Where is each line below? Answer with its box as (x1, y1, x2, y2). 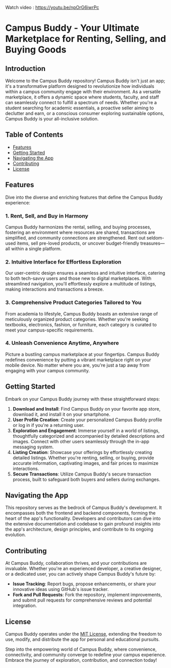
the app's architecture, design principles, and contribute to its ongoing (5, 526, 154, 533)
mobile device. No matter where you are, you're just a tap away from (5, 362, 150, 368)
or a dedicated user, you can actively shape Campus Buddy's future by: (5, 571, 156, 577)
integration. (12, 603, 37, 609)
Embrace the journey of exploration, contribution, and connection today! (5, 657, 157, 663)
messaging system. (12, 444, 54, 450)
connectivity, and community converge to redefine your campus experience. (5, 652, 166, 658)
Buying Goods (5, 44, 66, 56)
